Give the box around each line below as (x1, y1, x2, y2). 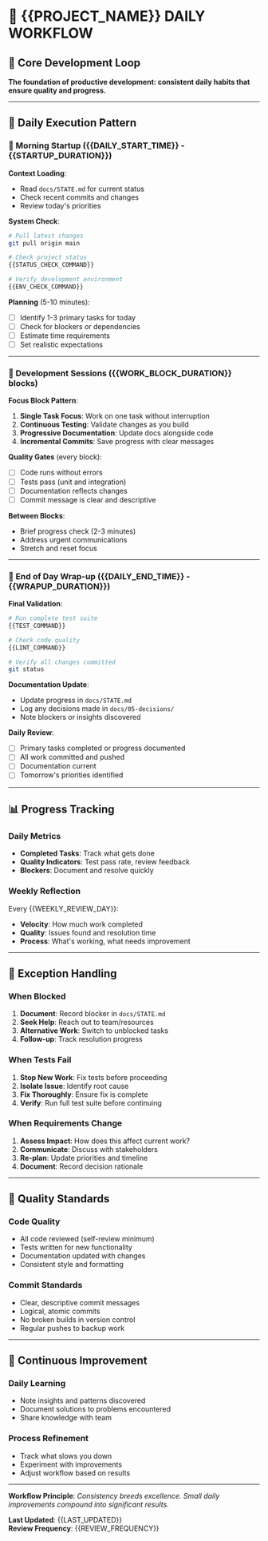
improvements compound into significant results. (8, 1499, 169, 1509)
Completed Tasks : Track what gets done (19, 848, 156, 858)
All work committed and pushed (19, 753, 125, 762)
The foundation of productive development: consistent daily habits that (8, 77, 250, 86)
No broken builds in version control (19, 1314, 136, 1325)
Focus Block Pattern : (8, 395, 78, 406)
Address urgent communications (19, 534, 128, 544)
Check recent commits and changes (19, 192, 140, 202)
